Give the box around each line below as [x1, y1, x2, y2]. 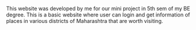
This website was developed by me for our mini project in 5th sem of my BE [6, 5, 191, 12]
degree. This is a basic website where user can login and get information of [6, 11, 191, 18]
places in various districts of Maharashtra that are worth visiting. [6, 18, 163, 24]
